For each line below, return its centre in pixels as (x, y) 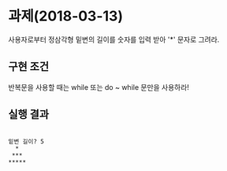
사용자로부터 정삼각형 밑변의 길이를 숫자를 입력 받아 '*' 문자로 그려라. (114, 39)
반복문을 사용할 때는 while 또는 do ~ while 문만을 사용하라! (99, 87)
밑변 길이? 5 (26, 141)
